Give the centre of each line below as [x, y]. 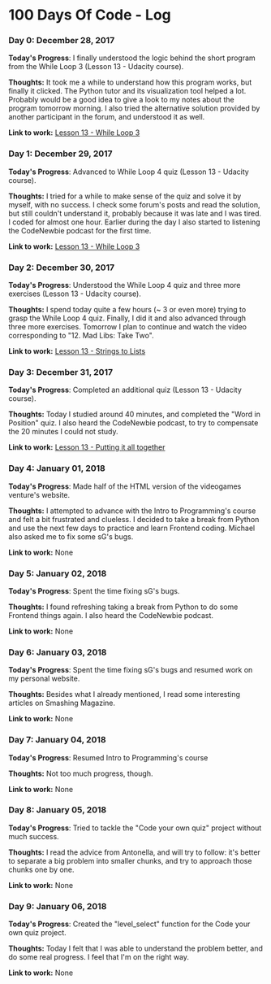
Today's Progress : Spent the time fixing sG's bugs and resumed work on [131, 670]
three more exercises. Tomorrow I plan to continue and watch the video [128, 327]
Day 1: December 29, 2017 [60, 154]
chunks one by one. [41, 869]
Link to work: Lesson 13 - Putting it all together [87, 447]
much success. [34, 836]
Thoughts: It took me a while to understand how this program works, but [130, 82]
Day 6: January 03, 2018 [58, 652]
